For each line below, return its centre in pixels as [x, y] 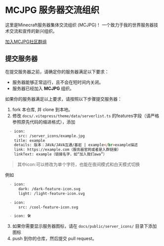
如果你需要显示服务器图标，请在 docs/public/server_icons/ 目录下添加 [84, 226]
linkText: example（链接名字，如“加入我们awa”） [61, 154]
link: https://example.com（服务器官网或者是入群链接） [67, 150]
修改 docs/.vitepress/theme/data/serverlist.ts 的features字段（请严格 [86, 116]
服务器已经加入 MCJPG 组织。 [43, 88]
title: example [30, 140]
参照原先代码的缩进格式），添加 [44, 122]
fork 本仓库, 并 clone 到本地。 [42, 109]
